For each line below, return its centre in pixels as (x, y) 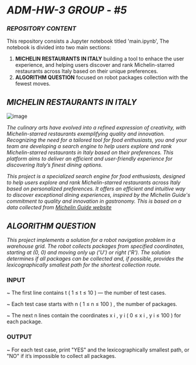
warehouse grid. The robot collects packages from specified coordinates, (96, 246)
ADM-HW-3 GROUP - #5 (67, 10)
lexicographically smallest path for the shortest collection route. (84, 265)
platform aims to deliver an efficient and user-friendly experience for (90, 159)
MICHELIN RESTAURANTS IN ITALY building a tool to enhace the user (99, 59)
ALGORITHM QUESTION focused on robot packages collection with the (102, 77)
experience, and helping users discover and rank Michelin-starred (95, 65)
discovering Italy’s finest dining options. (55, 165)
